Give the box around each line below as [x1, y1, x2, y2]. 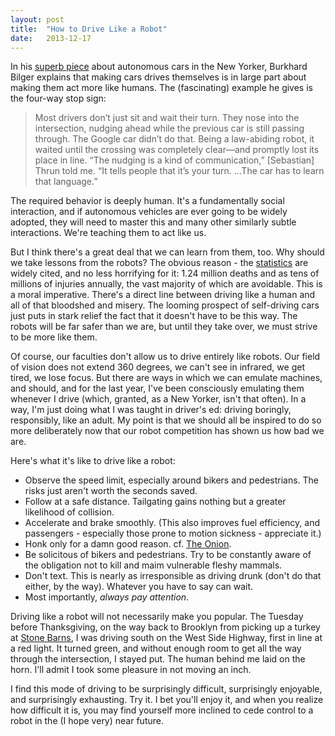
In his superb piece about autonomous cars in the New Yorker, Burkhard [10, 61, 308, 73]
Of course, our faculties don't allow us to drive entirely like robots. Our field [10, 351, 321, 363]
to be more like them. [10, 331, 98, 343]
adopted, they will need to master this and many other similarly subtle [10, 216, 297, 228]
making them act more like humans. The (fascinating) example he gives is [10, 82, 313, 94]
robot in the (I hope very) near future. [10, 715, 164, 727]
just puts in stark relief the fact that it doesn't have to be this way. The [10, 310, 298, 322]
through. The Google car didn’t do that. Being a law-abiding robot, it [34, 133, 315, 145]
